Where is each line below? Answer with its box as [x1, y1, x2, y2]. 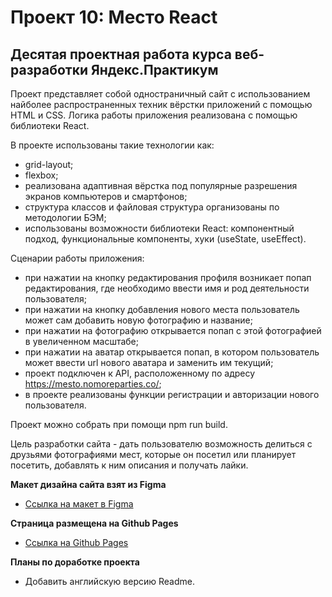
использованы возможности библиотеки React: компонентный [24, 222, 295, 234]
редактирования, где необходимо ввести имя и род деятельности [24, 282, 310, 294]
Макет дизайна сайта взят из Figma [10, 479, 167, 490]
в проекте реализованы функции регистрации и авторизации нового [24, 389, 320, 400]
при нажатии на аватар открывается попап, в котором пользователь [24, 346, 320, 358]
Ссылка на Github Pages [24, 537, 129, 548]
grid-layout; [24, 159, 74, 170]
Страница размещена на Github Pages [10, 517, 179, 529]
